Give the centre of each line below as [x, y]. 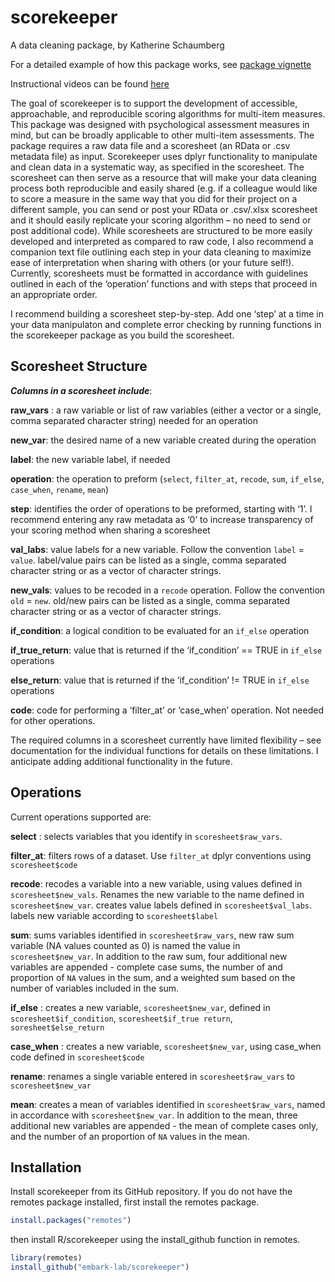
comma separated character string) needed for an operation [134, 420]
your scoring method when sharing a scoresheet [110, 530]
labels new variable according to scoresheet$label [114, 915]
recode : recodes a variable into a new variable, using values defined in [156, 883]
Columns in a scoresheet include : [81, 390]
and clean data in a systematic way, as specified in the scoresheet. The [157, 167]
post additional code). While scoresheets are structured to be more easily [161, 230]
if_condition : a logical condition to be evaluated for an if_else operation [160, 630]
